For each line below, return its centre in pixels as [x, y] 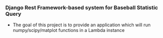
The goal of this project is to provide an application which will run [81, 25]
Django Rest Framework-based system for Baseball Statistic [82, 8]
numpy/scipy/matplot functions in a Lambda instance [68, 30]
